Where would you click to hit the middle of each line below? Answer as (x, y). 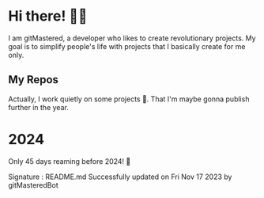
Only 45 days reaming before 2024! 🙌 (70, 161)
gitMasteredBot (33, 185)
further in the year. (38, 107)
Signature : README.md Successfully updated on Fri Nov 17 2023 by (120, 177)
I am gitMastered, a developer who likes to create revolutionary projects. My (132, 38)
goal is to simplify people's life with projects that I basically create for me (127, 46)
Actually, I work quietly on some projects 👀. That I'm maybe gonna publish (129, 99)
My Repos (34, 80)
